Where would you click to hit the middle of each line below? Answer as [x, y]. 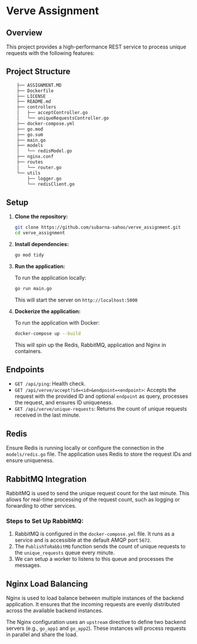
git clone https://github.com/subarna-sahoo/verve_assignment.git [98, 228]
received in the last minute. [47, 415]
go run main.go [33, 288]
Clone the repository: [41, 217]
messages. [28, 565]
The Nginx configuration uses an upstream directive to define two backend [96, 622]
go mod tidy [29, 255]
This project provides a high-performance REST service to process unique [96, 47]
